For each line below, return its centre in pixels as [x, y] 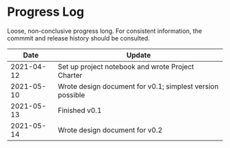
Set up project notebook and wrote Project [126, 66]
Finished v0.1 [80, 110]
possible [72, 95]
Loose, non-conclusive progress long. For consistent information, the [105, 31]
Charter [70, 75]
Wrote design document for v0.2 [110, 129]
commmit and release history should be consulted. [79, 38]
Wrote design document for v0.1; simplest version [138, 86]
